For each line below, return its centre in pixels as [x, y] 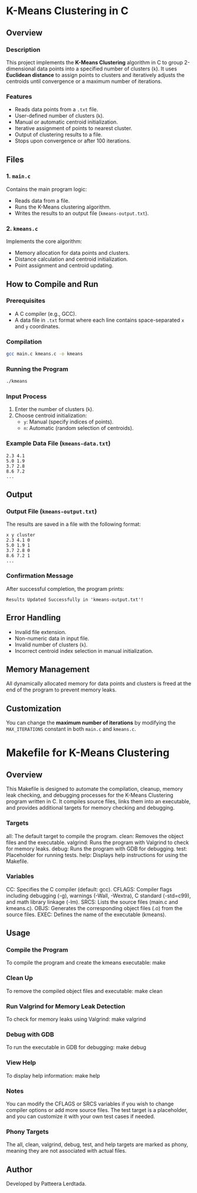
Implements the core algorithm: [44, 241]
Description [23, 50]
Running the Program [37, 369]
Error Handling [33, 618]
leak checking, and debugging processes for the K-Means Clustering [90, 795]
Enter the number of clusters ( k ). [54, 409]
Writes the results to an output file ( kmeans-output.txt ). [82, 213]
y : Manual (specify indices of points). [68, 422]
